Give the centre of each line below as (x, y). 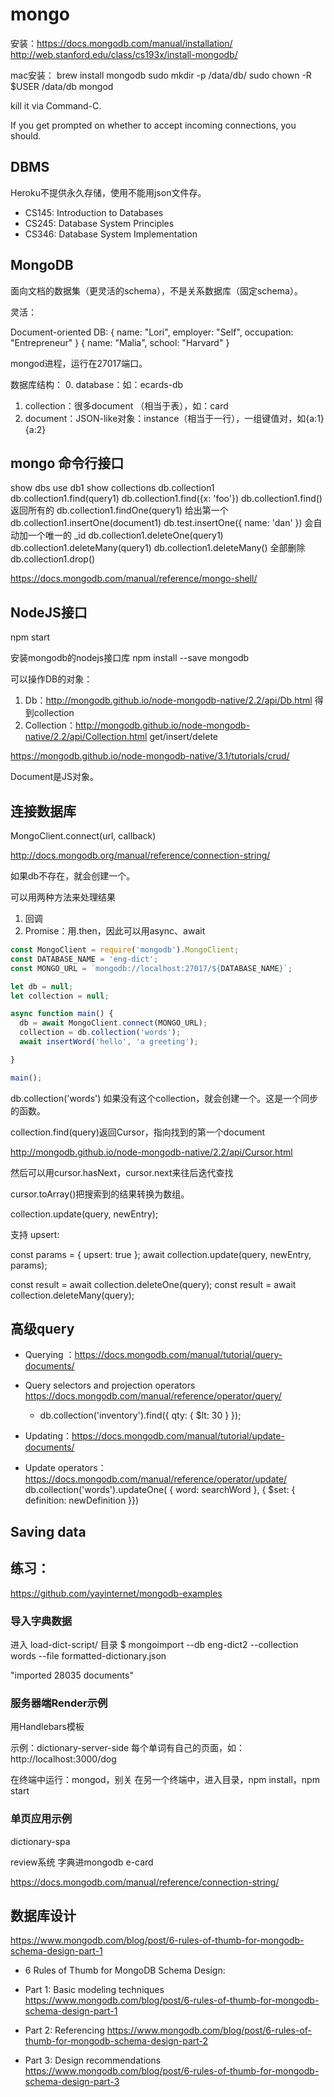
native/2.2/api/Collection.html (86, 737)
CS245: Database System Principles (99, 223)
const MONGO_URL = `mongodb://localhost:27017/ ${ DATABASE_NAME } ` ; (151, 968)
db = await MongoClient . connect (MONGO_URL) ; (113, 1023)
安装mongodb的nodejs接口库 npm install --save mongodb (130, 658)
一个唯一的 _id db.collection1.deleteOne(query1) (125, 535)
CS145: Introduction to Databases (94, 212)
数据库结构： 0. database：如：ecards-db (97, 384)
